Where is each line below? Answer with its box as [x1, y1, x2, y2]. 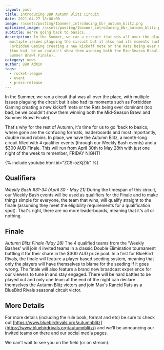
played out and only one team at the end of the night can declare [5, 277, 136, 283]
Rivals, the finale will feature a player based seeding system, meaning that [5, 256, 154, 262]
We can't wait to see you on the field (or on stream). [5, 340, 110, 346]
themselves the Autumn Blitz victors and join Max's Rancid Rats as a [5, 282, 143, 288]
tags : [5, 67, 16, 72]
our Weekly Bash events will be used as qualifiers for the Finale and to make [5, 192, 158, 198]
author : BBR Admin [5, 62, 42, 67]
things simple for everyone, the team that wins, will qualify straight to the [5, 197, 151, 203]
